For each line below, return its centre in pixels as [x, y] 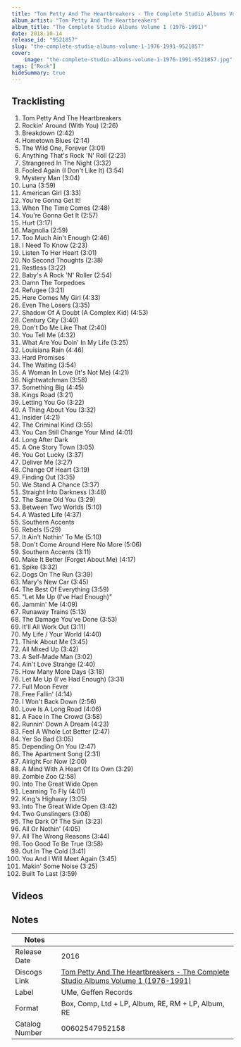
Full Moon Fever [45, 686]
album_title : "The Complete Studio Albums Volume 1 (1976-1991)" [109, 27]
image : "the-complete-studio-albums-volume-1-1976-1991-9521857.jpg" [129, 60]
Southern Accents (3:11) [56, 552]
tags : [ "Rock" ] [34, 66]
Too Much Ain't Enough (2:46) [66, 238]
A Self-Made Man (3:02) [57, 657]
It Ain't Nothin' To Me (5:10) [62, 537]
